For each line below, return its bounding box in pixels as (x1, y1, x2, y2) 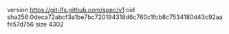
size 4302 (35, 20, 64, 28)
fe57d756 (7, 20, 34, 28)
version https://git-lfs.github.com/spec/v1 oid (7, 6, 135, 14)
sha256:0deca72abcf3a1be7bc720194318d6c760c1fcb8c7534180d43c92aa (7, 13, 223, 21)
